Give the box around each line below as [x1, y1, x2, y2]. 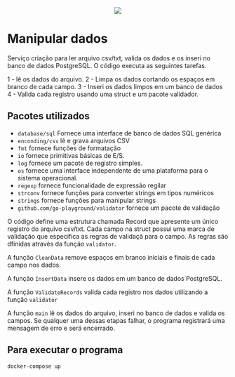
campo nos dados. [7, 260, 61, 269]
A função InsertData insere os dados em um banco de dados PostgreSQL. [7, 274, 222, 282]
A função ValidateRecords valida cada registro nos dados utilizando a [7, 288, 208, 296]
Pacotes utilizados [7, 110, 90, 122]
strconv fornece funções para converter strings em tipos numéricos [17, 188, 214, 197]
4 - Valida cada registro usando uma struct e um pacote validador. [7, 90, 199, 98]
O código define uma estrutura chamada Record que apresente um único [7, 217, 219, 225]
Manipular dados [7, 31, 108, 47]
